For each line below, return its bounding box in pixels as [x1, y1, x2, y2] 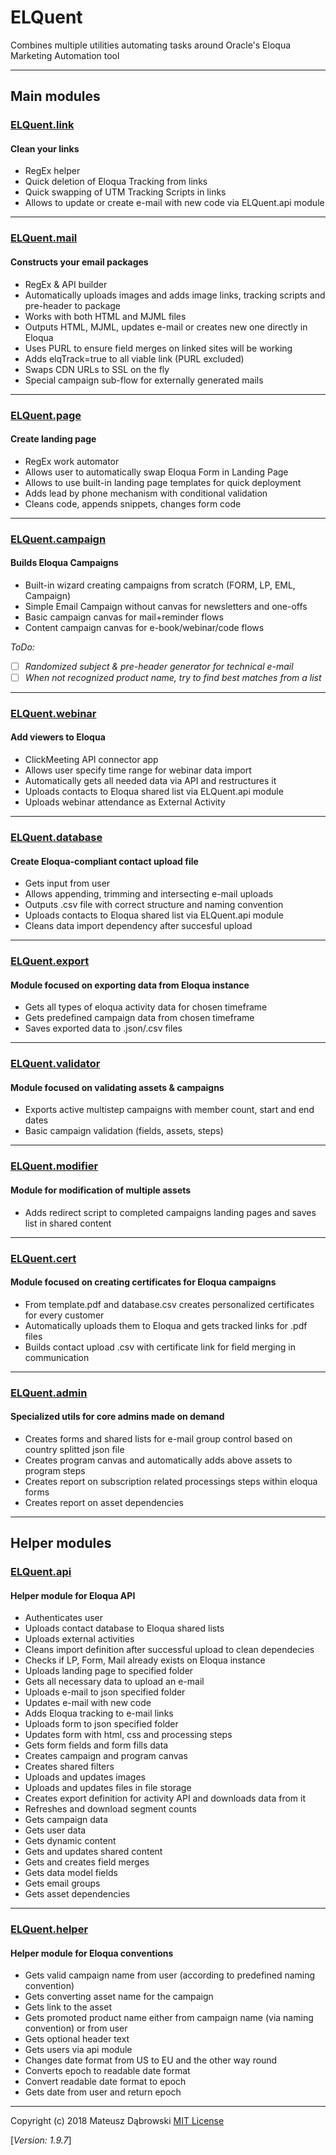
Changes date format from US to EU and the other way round [24, 2054, 278, 2066]
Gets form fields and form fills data [24, 1739, 169, 1751]
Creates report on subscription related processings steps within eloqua [24, 1475, 318, 1487]
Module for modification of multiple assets [10, 1184, 192, 1196]
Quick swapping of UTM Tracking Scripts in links [24, 186, 227, 198]
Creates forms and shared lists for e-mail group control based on [24, 1432, 293, 1445]
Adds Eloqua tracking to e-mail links [24, 1707, 174, 1720]
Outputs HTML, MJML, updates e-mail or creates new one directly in [24, 321, 308, 333]
